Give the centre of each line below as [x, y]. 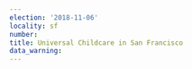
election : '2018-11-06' [54, 17]
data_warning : [36, 51]
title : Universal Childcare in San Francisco [96, 43]
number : [24, 34]
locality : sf [34, 26]
